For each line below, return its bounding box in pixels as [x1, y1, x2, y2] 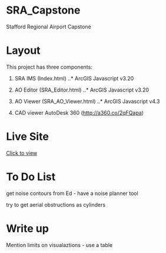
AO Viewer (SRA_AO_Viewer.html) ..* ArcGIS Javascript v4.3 [14, 98, 160, 105]
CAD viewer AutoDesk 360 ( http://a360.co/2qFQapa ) [14, 109, 144, 116]
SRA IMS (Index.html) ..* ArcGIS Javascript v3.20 [14, 74, 134, 82]
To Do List [6, 170, 56, 183]
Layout [6, 44, 41, 57]
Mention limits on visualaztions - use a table [6, 241, 113, 248]
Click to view [6, 149, 38, 157]
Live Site [6, 130, 49, 144]
